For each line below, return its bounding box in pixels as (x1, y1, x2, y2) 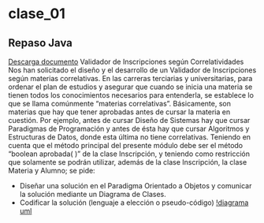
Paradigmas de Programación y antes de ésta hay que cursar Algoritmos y (8, 124, 250, 133)
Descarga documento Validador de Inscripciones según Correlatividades (8, 57, 244, 66)
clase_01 (8, 5, 65, 23)
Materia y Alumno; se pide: (8, 166, 96, 175)
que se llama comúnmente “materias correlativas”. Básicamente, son (8, 99, 231, 108)
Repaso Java (8, 36, 73, 50)
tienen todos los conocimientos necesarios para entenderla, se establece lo (8, 91, 255, 99)
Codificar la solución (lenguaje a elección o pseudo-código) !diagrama (19, 198, 249, 207)
